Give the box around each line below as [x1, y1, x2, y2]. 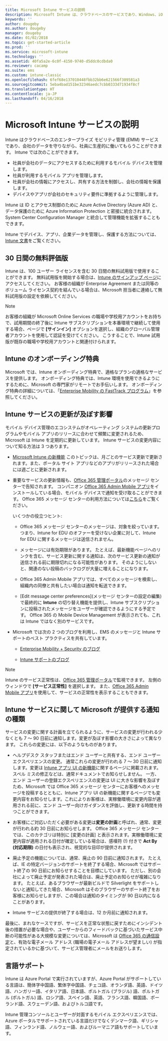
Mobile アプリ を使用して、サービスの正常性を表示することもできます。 [5, 689, 151, 695]
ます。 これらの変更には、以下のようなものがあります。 [5, 741, 120, 748]
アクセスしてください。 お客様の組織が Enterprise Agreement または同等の [5, 280, 159, 286]
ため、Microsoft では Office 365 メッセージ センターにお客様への [12, 784, 146, 790]
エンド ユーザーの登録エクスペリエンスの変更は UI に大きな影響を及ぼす [12, 777, 160, 783]
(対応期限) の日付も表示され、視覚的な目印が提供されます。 [12, 844, 135, 850]
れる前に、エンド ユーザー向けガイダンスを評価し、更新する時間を [21, 802, 158, 808]
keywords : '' [5, 17, 32, 22]
